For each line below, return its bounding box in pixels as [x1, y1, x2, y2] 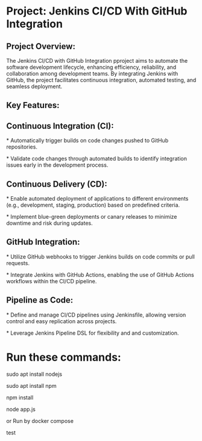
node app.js [6, 405, 36, 413]
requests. [6, 259, 30, 266]
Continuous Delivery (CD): [6, 179, 107, 189]
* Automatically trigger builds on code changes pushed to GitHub [6, 137, 169, 144]
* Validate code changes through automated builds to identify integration [6, 155, 187, 163]
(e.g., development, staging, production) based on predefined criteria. [6, 201, 180, 209]
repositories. [6, 143, 38, 150]
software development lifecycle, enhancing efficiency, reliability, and [6, 63, 177, 71]
